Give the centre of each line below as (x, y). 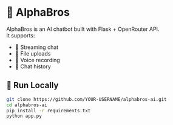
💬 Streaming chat (37, 47)
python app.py (24, 116)
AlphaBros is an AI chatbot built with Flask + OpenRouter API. (83, 29)
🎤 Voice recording (38, 60)
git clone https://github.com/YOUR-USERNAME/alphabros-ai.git (86, 99)
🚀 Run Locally (32, 85)
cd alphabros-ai (27, 105)
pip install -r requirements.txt (49, 111)
